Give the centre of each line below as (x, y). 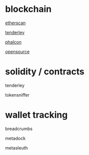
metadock (15, 138)
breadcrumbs (19, 129)
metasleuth (17, 148)
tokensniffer (17, 95)
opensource (17, 52)
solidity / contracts (45, 72)
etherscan (16, 23)
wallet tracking (36, 115)
